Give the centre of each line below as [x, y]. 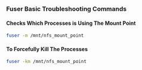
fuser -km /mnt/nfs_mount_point [46, 62]
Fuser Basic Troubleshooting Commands [67, 9]
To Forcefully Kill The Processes [47, 49]
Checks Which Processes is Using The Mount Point [71, 23]
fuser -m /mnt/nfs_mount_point [45, 36]
